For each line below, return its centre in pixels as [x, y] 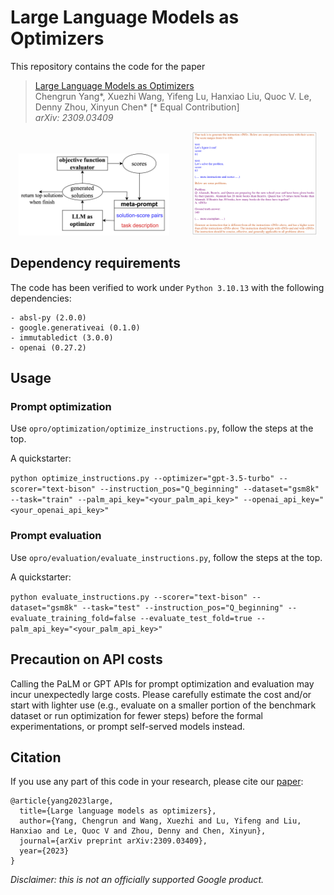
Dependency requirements [96, 263]
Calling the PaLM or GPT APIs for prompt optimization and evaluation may [162, 683]
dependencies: [41, 298]
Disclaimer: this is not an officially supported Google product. [137, 880]
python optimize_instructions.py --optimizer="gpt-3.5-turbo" [142, 479]
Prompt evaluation [56, 536]
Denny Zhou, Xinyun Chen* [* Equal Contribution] [137, 107]
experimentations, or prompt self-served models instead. [128, 726]
